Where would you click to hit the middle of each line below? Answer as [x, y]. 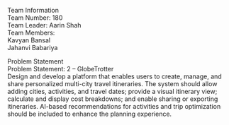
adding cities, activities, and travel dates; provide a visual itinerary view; [112, 91]
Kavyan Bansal [29, 40]
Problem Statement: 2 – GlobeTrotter [61, 69]
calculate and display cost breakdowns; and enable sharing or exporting [113, 99]
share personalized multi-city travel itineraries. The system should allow [112, 84]
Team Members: [31, 32]
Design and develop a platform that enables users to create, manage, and [114, 76]
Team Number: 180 [35, 18]
